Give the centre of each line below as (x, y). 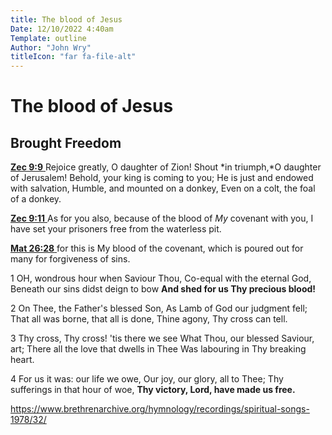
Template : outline (48, 38)
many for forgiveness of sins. (70, 259)
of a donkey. (36, 199)
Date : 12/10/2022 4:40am (62, 29)
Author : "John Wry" (51, 47)
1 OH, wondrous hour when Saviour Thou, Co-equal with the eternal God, (161, 278)
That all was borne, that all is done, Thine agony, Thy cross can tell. (149, 319)
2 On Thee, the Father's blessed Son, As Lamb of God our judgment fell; (159, 308)
